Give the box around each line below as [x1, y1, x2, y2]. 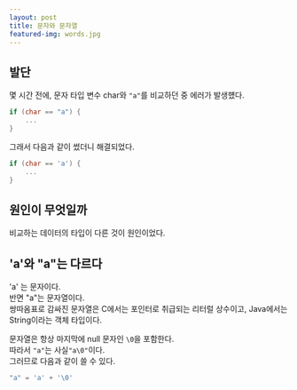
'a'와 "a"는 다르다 [9, 256, 103, 271]
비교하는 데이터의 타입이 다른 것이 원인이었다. [9, 227, 166, 238]
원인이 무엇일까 [9, 202, 88, 218]
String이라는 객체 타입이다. [9, 314, 103, 325]
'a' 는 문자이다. [9, 282, 61, 292]
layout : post [9, 12, 58, 22]
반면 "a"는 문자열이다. [9, 292, 85, 303]
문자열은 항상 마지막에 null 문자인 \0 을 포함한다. [9, 334, 175, 345]
